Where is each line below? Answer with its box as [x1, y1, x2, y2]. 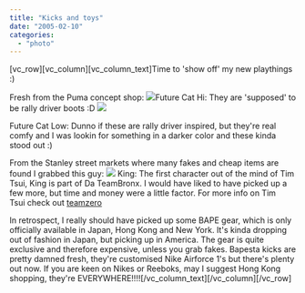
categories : [9, 30, 55, 39]
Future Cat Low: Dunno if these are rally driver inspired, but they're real [9, 120, 277, 132]
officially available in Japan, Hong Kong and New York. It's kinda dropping [9, 225, 288, 236]
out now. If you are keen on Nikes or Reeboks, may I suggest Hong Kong [9, 263, 281, 274]
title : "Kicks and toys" [9, 13, 104, 23]
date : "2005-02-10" [9, 22, 84, 31]
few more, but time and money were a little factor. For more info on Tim [9, 187, 276, 198]
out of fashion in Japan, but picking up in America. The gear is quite [9, 234, 264, 246]
